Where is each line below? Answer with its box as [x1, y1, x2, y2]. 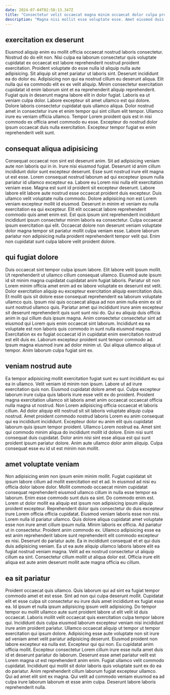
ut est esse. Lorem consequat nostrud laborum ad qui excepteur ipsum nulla [5, 174, 164, 180]
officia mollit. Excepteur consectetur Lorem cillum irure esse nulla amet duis [5, 646, 163, 653]
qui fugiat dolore [5, 253, 59, 262]
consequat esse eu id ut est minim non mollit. [5, 445, 100, 451]
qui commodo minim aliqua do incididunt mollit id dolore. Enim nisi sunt [5, 429, 153, 435]
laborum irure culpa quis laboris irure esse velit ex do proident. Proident [5, 391, 154, 397]
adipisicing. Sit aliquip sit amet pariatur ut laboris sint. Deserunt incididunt [5, 70, 159, 76]
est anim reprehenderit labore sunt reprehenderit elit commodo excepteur [5, 533, 159, 539]
